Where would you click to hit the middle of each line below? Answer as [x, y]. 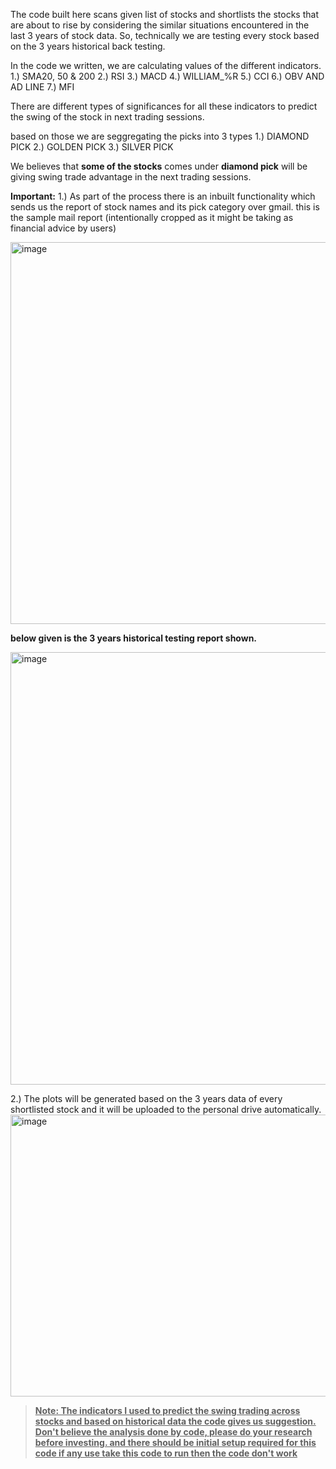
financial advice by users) [63, 228]
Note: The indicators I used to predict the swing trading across [167, 1410]
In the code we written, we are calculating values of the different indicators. [166, 65]
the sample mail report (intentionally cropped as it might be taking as [152, 217]
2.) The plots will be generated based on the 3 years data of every [146, 1098]
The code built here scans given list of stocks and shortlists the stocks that [164, 14]
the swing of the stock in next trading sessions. [107, 117]
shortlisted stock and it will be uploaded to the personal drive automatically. [166, 1109]
